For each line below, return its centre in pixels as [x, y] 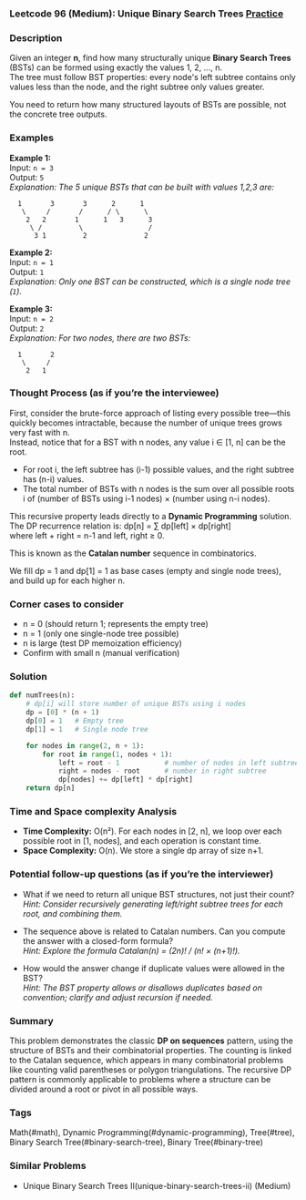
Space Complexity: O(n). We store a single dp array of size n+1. [143, 851]
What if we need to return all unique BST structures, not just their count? [158, 894]
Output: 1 [27, 272]
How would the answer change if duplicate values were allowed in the [153, 968]
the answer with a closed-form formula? [98, 940]
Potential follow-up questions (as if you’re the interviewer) [142, 875]
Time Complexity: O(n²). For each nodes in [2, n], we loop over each [152, 831]
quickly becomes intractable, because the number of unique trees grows [146, 423]
